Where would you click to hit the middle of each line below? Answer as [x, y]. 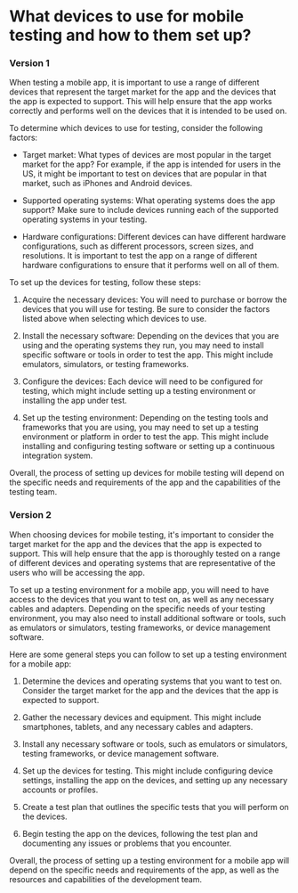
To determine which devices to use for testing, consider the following [136, 128]
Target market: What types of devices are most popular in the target [146, 155]
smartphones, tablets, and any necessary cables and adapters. [137, 726]
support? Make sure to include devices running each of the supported [150, 210]
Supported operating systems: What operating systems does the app [149, 201]
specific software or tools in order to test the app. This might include [148, 355]
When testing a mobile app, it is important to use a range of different [134, 83]
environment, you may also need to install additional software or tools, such [148, 618]
